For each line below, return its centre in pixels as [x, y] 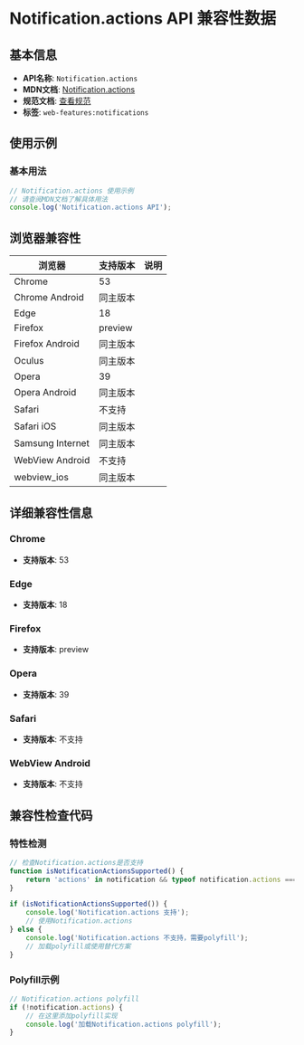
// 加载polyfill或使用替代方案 [78, 946]
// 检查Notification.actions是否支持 [76, 862]
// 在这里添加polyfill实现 [71, 1016]
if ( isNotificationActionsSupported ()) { [89, 904]
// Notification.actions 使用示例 [71, 191]
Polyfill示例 [34, 980]
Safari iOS [35, 426]
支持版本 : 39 [46, 694]
